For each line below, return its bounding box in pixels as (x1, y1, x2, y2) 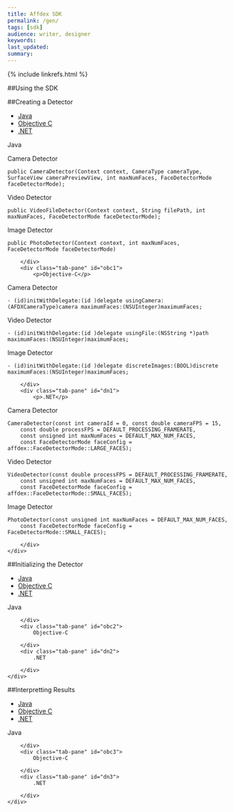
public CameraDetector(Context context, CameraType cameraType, (7, 168, 203, 175)
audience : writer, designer (7, 30, 91, 38)
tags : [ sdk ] (7, 24, 43, 31)
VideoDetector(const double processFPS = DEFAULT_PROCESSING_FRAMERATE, (7, 471, 228, 478)
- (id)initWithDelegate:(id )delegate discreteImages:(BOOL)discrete (7, 362, 219, 369)
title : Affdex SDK (7, 10, 62, 18)
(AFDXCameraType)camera (7, 303, 78, 311)
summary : (7, 51, 34, 58)
